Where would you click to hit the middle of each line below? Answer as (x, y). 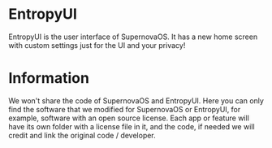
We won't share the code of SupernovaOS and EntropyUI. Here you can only (136, 100)
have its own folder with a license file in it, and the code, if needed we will (132, 126)
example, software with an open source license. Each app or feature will (129, 118)
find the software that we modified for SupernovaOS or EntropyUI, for (125, 109)
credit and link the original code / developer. (82, 135)
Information (49, 78)
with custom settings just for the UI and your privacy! (97, 45)
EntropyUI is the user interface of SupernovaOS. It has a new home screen (133, 37)
